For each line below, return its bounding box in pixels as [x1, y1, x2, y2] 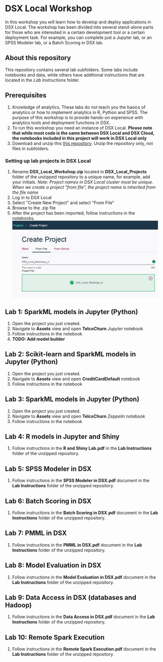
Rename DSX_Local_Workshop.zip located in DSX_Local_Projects [12, 168, 147, 174]
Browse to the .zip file [12, 205, 56, 211]
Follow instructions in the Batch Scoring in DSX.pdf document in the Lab [12, 510, 158, 516]
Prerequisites [5, 91, 47, 100]
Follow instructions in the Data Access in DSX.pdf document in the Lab [12, 614, 155, 620]
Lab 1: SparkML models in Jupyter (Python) [5, 308, 138, 316]
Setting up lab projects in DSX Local [5, 158, 91, 165]
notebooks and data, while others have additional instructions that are [5, 72, 145, 78]
